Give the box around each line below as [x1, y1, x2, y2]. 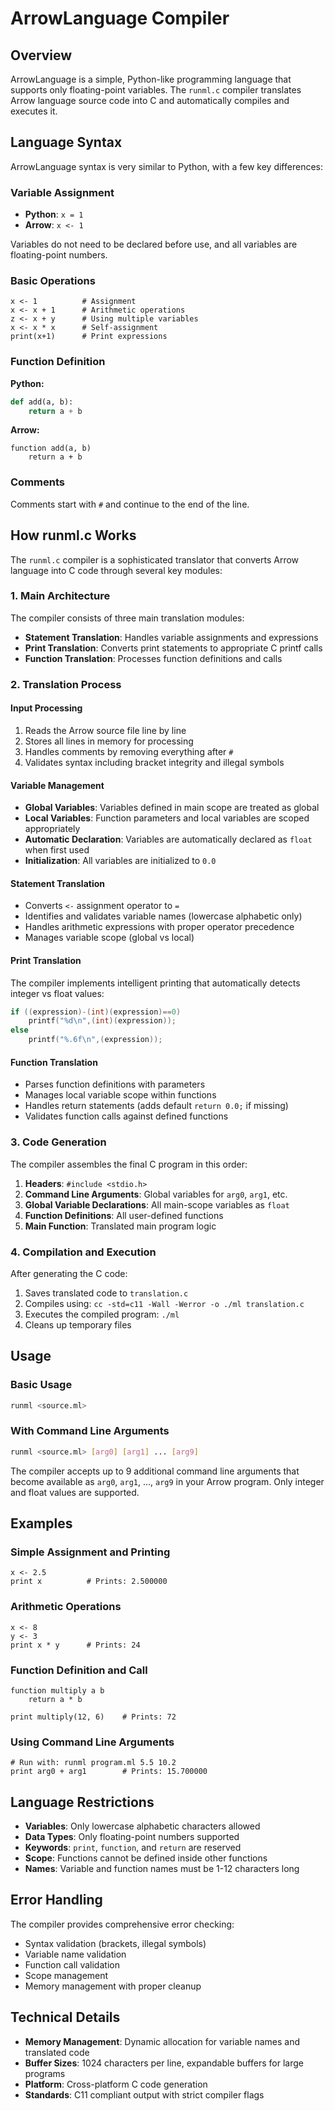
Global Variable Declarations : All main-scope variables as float [24, 1198, 290, 1211]
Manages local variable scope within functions [24, 1089, 217, 1101]
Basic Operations [10, 274, 96, 288]
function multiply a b [10, 1685, 105, 1696]
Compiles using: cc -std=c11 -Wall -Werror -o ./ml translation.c [24, 1297, 305, 1309]
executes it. [10, 105, 58, 117]
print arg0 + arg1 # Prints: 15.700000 [10, 1767, 208, 1777]
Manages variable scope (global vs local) [24, 932, 195, 944]
